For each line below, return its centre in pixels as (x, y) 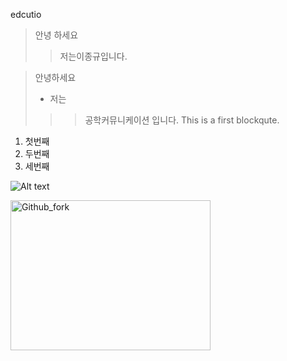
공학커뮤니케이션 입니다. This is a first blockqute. (182, 120)
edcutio (26, 14)
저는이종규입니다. (93, 56)
